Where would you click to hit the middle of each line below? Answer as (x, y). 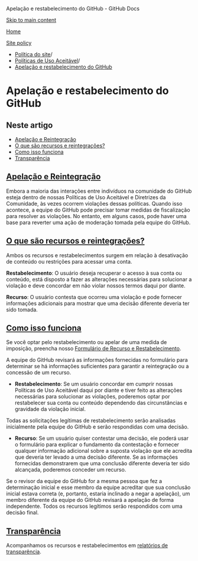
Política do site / (34, 54)
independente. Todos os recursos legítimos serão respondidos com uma (94, 506)
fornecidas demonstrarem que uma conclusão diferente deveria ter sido (102, 463)
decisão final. (22, 513)
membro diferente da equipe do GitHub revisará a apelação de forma (90, 500)
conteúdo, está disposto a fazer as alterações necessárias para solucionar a (99, 279)
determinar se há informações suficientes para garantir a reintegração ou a (98, 367)
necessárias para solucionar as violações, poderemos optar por (92, 397)
